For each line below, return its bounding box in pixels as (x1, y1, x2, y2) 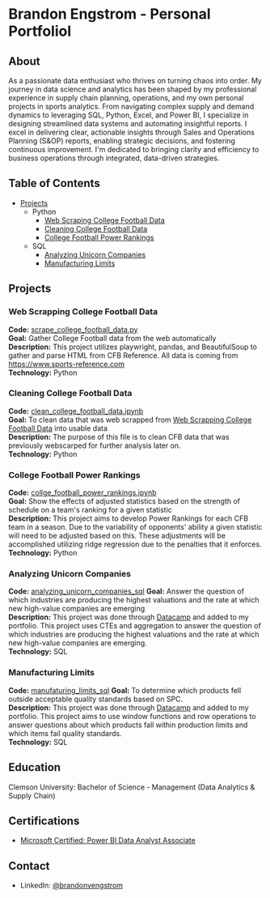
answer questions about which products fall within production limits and (8, 720, 248, 730)
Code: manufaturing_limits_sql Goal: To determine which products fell (8, 685, 242, 695)
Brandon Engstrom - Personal (8, 5, 212, 23)
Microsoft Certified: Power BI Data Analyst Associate (19, 836, 196, 845)
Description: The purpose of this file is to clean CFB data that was (8, 432, 230, 441)
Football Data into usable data (8, 423, 108, 433)
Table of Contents (8, 177, 101, 190)
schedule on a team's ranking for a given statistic (8, 505, 172, 515)
